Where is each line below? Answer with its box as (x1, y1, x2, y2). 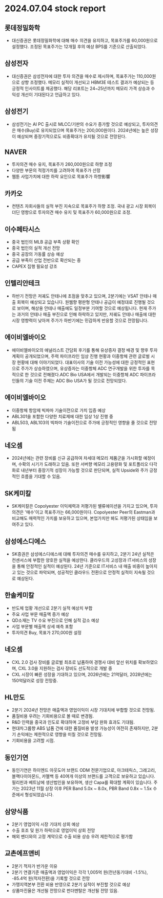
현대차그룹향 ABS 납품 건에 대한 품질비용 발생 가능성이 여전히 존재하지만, (11, 725, 151, 731)
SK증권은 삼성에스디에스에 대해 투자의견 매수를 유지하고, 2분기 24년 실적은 (11, 551, 155, 557)
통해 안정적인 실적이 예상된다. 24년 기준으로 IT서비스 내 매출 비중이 (17, 563, 145, 569)
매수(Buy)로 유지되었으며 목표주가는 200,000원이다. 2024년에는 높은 (17, 127, 149, 133)
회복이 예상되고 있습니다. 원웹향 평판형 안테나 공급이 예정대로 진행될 (17, 299, 146, 305)
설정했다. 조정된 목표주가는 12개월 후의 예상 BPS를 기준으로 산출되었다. (11, 44, 147, 49)
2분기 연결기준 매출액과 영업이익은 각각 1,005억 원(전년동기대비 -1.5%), (11, 869, 148, 875)
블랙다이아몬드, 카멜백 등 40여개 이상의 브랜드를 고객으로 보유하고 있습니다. (11, 773, 156, 779)
